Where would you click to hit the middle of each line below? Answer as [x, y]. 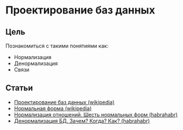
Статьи [19, 88]
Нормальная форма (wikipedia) [53, 108]
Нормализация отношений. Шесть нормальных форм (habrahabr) [96, 114]
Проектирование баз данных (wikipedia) [64, 102]
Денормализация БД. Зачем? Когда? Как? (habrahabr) [82, 121]
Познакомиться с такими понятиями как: [57, 46]
